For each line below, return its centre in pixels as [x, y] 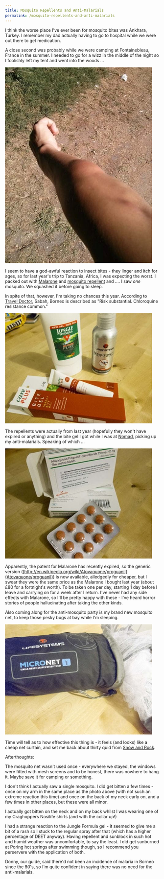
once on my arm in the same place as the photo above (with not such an [78, 791]
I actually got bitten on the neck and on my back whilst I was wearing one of [82, 811]
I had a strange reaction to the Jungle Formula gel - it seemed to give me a [80, 826]
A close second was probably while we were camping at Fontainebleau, [77, 50]
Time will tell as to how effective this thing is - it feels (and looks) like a [76, 742]
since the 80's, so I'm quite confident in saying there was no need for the [79, 867]
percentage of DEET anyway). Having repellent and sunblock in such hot [78, 836]
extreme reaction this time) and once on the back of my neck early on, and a [82, 797]
